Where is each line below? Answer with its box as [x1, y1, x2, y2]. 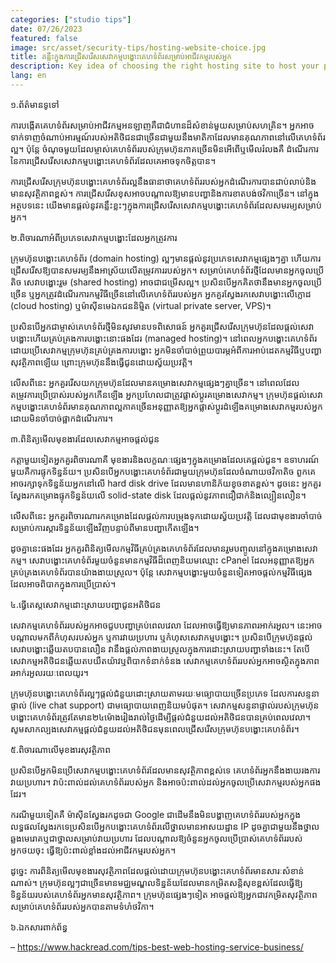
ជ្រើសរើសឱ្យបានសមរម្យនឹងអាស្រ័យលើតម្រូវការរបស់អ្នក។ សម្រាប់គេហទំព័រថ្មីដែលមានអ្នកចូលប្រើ [10, 264, 325, 276]
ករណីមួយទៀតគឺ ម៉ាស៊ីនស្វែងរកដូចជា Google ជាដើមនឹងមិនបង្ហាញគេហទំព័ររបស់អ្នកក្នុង [10, 808, 302, 820]
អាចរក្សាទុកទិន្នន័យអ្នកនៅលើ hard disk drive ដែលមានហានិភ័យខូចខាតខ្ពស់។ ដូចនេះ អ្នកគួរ [10, 477, 322, 489]
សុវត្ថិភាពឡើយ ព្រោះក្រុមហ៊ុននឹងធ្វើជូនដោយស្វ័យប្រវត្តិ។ [10, 356, 193, 368]
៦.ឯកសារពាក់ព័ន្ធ [10, 921, 68, 933]
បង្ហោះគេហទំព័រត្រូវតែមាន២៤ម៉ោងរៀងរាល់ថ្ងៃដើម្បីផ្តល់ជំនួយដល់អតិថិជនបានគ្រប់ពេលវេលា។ [10, 711, 312, 723]
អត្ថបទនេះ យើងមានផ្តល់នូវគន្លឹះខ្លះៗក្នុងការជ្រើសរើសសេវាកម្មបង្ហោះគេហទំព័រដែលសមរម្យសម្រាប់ [10, 199, 322, 211]
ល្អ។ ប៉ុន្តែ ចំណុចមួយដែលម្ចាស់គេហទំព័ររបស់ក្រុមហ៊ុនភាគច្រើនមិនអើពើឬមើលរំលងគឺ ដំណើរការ [10, 142, 319, 155]
